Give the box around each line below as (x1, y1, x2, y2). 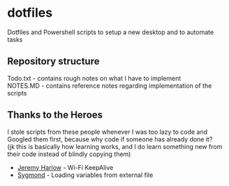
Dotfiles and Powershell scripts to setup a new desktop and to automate (7, 28, 214, 36)
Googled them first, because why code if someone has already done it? (7, 134, 213, 144)
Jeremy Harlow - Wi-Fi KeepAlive (17, 163, 114, 171)
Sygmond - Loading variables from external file (17, 171, 154, 179)
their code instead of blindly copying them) (7, 150, 131, 158)
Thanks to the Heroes (7, 109, 103, 121)
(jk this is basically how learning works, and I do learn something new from (7, 142, 223, 150)
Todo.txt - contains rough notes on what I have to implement (7, 74, 182, 82)
